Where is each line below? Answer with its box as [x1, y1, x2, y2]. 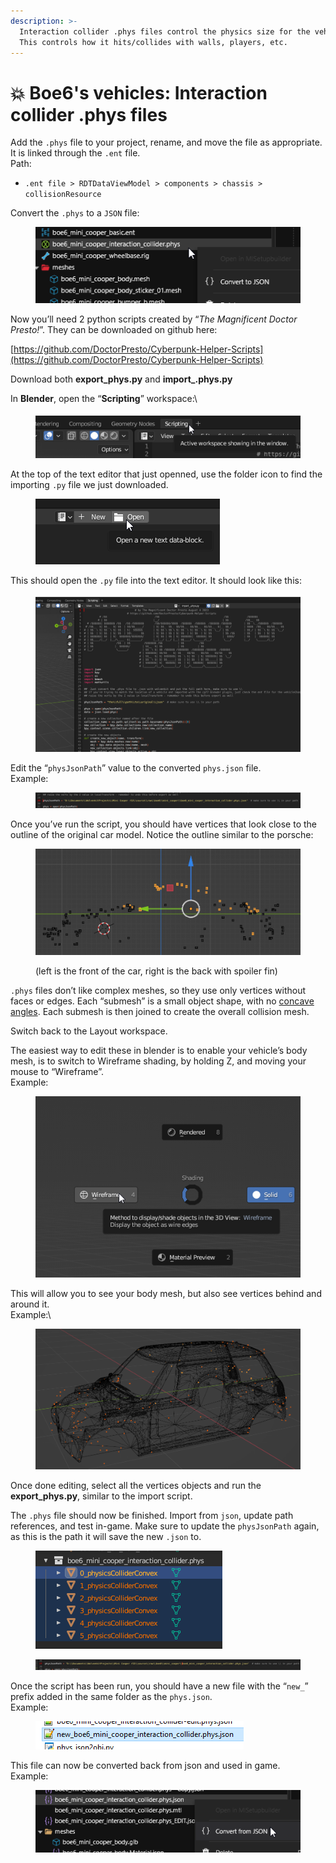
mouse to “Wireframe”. [10, 1065, 104, 1077]
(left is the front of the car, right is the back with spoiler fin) [35, 965, 278, 977]
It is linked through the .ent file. [10, 147, 141, 159]
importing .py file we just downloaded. [10, 479, 169, 490]
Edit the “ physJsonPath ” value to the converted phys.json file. [10, 762, 262, 774]
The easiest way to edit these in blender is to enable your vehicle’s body [10, 1044, 308, 1056]
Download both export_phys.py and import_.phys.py [10, 373, 233, 385]
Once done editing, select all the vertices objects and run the [10, 1479, 262, 1491]
